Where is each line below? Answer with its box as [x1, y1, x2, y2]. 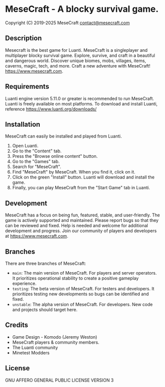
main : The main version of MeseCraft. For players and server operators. [12, 270, 157, 276]
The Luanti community [12, 344, 58, 351]
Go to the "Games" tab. [12, 159, 60, 165]
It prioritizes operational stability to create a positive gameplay [12, 275, 139, 281]
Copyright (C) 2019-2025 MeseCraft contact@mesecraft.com [5, 20, 130, 26]
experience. [12, 281, 37, 286]
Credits [5, 321, 29, 329]
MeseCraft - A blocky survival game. [5, 3, 159, 15]
